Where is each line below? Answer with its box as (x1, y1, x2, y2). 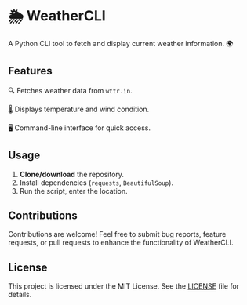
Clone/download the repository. (19, 169, 124, 179)
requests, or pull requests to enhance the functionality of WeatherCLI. (8, 238, 234, 248)
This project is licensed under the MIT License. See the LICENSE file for (8, 281, 240, 291)
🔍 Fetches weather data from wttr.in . (8, 85, 133, 95)
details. (8, 290, 32, 300)
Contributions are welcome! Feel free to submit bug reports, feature (8, 230, 227, 239)
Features (8, 64, 53, 78)
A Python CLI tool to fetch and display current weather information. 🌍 (8, 38, 234, 48)
